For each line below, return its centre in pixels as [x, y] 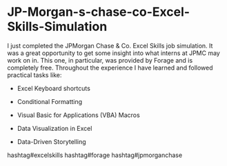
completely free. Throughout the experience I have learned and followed [110, 68]
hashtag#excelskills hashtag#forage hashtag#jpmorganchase [95, 155]
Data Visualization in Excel [55, 128]
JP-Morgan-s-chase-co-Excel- [99, 12]
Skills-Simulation [57, 27]
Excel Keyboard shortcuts [54, 88]
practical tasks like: [34, 75]
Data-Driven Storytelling [51, 141]
